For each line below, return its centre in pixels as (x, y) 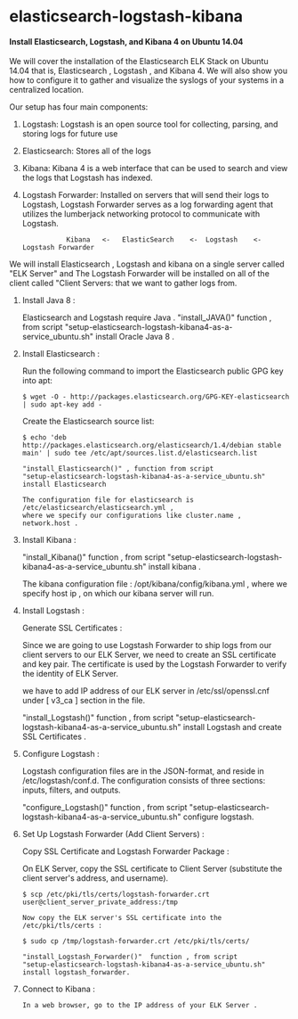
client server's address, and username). (95, 878)
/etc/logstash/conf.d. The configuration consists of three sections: (144, 781)
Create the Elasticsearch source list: (88, 422)
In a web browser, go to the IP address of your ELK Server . (140, 1006)
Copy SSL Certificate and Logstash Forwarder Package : (125, 851)
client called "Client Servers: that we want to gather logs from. (123, 284)
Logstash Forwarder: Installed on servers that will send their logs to (145, 195)
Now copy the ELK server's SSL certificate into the (122, 918)
